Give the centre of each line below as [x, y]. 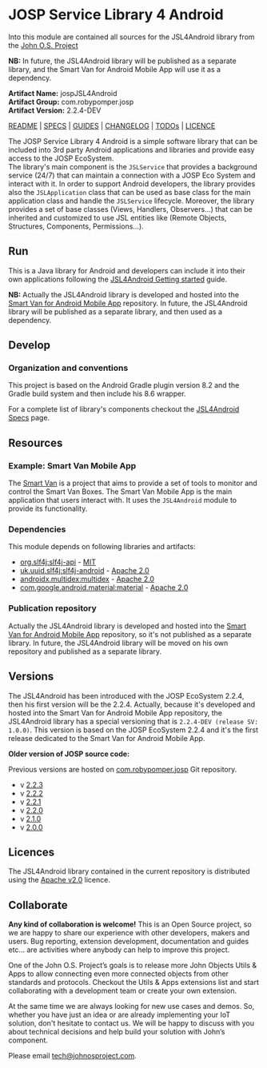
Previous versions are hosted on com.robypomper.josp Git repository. [123, 769]
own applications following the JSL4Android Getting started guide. [118, 279]
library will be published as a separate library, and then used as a [115, 311]
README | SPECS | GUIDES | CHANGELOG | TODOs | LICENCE [112, 126]
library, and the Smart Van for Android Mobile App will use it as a [115, 69]
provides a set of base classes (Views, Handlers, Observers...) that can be [131, 209]
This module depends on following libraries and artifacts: [102, 547]
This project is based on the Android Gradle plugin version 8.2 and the [124, 385]
